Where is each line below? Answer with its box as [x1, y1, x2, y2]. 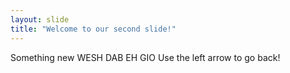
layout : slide [10, 14, 70, 25]
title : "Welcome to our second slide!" [10, 24, 177, 34]
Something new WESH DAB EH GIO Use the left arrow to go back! [10, 51, 281, 63]
